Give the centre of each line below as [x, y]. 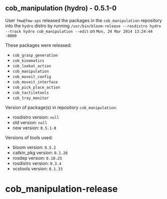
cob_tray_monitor [31, 98]
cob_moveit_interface [35, 82]
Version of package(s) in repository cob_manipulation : [61, 107]
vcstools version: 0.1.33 [37, 168]
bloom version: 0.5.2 [34, 147]
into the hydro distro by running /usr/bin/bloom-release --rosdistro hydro [83, 26]
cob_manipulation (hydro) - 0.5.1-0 [61, 8]
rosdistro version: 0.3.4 [37, 163]
